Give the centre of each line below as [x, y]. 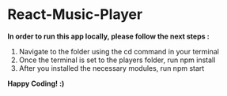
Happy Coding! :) [36, 83]
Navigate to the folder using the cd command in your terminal [119, 51]
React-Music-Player [75, 15]
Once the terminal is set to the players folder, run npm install [117, 60]
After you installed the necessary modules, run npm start [112, 68]
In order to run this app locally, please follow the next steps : [109, 36]
